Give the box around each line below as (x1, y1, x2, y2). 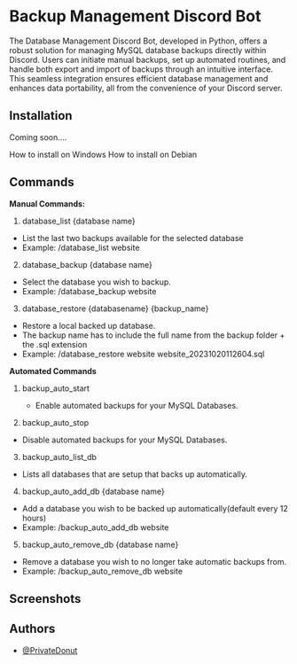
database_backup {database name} (21, 259, 152, 270)
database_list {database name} (21, 215, 136, 226)
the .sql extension (21, 339, 88, 349)
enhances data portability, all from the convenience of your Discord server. (9, 82, 283, 93)
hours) (21, 512, 47, 523)
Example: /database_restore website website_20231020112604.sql (21, 348, 265, 359)
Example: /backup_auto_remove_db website (21, 566, 184, 576)
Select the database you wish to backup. (21, 277, 171, 287)
